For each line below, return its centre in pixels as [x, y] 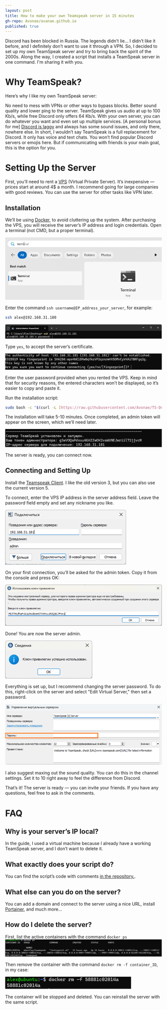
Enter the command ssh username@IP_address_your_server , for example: [79, 308]
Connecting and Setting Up [48, 470]
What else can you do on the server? [63, 892]
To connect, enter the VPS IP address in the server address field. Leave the [82, 498]
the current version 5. [27, 488]
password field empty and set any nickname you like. [60, 503]
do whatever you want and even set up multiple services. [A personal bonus [83, 121]
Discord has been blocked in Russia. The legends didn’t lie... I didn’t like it [80, 41]
